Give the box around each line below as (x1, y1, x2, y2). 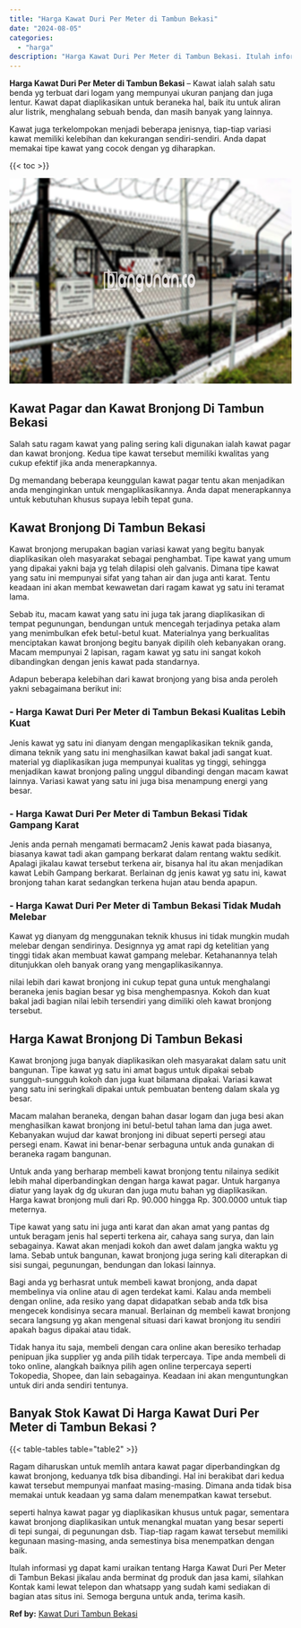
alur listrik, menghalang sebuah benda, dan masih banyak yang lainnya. (9, 107, 273, 117)
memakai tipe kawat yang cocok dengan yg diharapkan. (9, 143, 216, 154)
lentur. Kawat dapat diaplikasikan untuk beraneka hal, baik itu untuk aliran (9, 97, 281, 108)
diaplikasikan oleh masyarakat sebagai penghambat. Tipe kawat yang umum (9, 554, 291, 564)
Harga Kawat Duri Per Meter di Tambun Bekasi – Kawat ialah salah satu (9, 78, 276, 89)
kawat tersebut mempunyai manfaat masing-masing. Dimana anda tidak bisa (9, 1479, 292, 1491)
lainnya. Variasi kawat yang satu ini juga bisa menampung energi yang (9, 775, 269, 786)
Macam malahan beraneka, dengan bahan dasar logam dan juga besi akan (9, 1110, 284, 1121)
